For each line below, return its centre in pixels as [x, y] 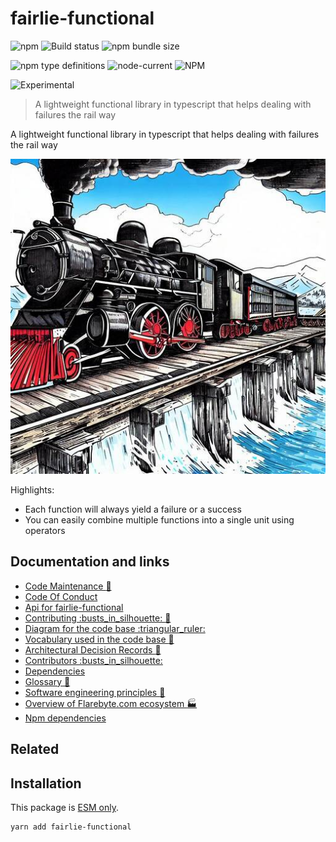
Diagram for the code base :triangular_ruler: [115, 628]
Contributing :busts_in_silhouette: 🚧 [98, 618]
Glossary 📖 [47, 681]
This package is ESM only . [64, 807]
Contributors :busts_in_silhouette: [93, 660]
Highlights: [32, 489]
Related [35, 749]
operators [45, 530]
